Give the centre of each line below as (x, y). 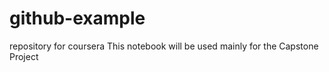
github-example (77, 18)
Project (24, 56)
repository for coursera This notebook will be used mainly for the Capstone (164, 46)
